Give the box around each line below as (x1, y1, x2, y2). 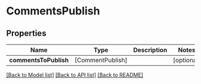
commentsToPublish (9, 56, 69, 64)
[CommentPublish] (74, 56, 127, 64)
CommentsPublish (6, 4, 100, 18)
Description (133, 46, 167, 54)
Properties (6, 28, 47, 38)
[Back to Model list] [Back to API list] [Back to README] (6, 71, 144, 79)
